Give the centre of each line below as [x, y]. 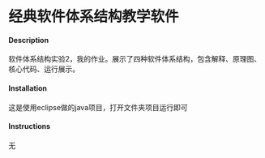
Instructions [30, 126]
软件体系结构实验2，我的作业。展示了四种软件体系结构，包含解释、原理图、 [135, 59]
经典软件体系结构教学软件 [94, 17]
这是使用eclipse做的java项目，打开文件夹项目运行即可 [98, 107]
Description [29, 40]
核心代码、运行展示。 [44, 69]
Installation [28, 88]
